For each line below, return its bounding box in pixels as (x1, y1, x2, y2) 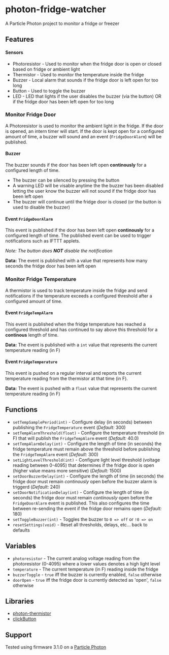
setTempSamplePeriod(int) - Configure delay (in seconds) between (12, 419, 152, 425)
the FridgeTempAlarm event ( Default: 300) (12, 451, 99, 457)
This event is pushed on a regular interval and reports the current (5, 370, 142, 376)
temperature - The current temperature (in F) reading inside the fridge (12, 566, 159, 572)
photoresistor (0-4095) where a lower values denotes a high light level (12, 560, 160, 567)
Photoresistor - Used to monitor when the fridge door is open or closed (12, 61, 162, 67)
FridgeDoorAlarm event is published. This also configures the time (12, 500, 150, 506)
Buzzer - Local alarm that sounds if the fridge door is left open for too (12, 77, 158, 83)
